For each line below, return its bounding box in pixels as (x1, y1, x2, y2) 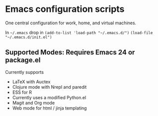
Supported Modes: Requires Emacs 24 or (5, 48, 135, 57)
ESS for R (12, 89, 32, 95)
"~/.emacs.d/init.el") (5, 35, 52, 40)
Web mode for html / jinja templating (12, 105, 87, 111)
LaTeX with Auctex (12, 78, 51, 85)
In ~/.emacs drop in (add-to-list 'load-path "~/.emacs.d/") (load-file (5, 29, 153, 35)
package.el (5, 56, 41, 64)
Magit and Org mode (12, 100, 55, 106)
